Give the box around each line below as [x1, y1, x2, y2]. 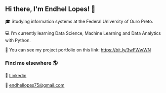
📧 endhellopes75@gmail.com [5, 82, 65, 88]
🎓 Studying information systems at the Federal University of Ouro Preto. [5, 18, 153, 24]
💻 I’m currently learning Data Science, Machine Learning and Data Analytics [5, 30, 161, 36]
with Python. [5, 37, 31, 43]
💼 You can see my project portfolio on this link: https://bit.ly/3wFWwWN [5, 46, 151, 52]
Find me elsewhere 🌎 [5, 59, 58, 66]
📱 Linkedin [5, 73, 27, 79]
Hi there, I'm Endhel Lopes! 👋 [5, 5, 96, 13]
